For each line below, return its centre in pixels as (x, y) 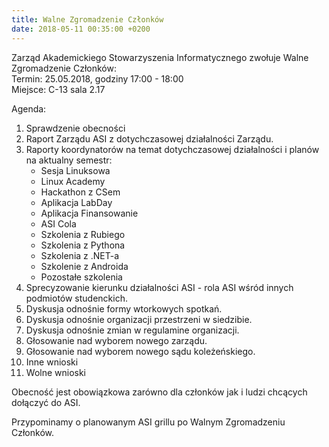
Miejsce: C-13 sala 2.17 (58, 89)
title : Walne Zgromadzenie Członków (87, 19)
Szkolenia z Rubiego (83, 234)
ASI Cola (58, 223)
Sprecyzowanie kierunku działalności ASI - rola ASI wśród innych (159, 287)
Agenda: (29, 108)
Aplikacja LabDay (76, 202)
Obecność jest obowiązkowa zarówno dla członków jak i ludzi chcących (159, 392)
